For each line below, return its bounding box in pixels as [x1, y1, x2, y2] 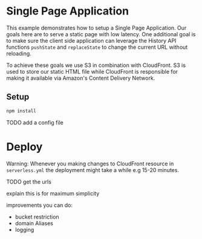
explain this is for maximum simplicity [6, 190, 100, 197]
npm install [6, 107, 36, 114]
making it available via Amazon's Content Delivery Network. [6, 74, 155, 81]
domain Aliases [15, 219, 53, 227]
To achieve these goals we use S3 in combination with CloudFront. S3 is [6, 62, 186, 69]
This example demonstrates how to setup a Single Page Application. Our [6, 24, 187, 31]
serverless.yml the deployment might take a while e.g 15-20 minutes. [6, 166, 180, 173]
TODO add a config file [6, 119, 64, 126]
